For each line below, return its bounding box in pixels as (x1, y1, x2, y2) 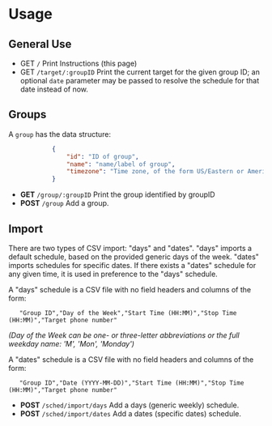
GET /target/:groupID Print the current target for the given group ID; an (19, 67, 261, 77)
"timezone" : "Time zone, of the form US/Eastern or (66, 168, 244, 176)
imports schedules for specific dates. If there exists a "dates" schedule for (8, 261, 257, 270)
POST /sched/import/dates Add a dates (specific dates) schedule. (19, 409, 241, 418)
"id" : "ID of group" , (66, 152, 139, 160)
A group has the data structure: (8, 129, 112, 138)
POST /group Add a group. (19, 198, 109, 208)
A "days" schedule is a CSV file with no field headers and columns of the (8, 285, 252, 294)
